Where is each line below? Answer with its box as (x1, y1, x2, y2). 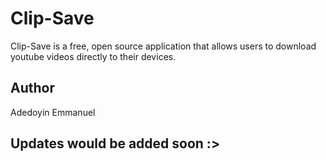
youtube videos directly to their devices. (10, 50, 177, 62)
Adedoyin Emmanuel (10, 106, 96, 118)
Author (10, 80, 55, 97)
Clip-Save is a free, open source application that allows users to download (10, 40, 317, 52)
